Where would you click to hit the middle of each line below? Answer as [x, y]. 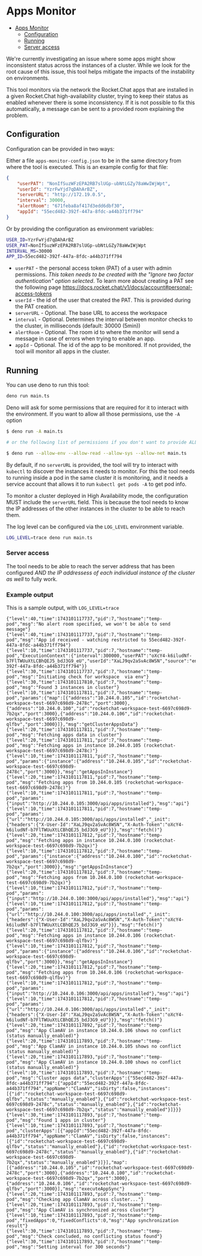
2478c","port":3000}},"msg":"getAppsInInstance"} [70, 772]
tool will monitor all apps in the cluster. [62, 352]
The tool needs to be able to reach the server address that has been [90, 566]
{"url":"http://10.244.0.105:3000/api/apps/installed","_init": [88, 820]
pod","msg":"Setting [32, 1247]
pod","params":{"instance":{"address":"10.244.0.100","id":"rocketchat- [99, 857]
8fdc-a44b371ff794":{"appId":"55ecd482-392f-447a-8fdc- [78, 1083]
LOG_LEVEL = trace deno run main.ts [50, 538]
